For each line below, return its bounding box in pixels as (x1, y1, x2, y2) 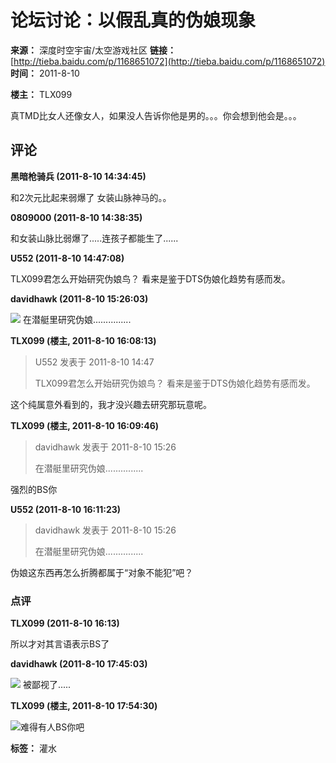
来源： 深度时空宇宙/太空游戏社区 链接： (10, 44, 177, 56)
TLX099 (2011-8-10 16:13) (10, 617, 120, 630)
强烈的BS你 (10, 483, 58, 495)
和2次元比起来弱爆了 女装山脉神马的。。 (10, 191, 172, 203)
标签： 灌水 (10, 742, 57, 755)
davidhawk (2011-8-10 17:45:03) (10, 658, 148, 670)
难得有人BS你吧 (20, 721, 85, 733)
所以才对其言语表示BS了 (10, 638, 110, 650)
